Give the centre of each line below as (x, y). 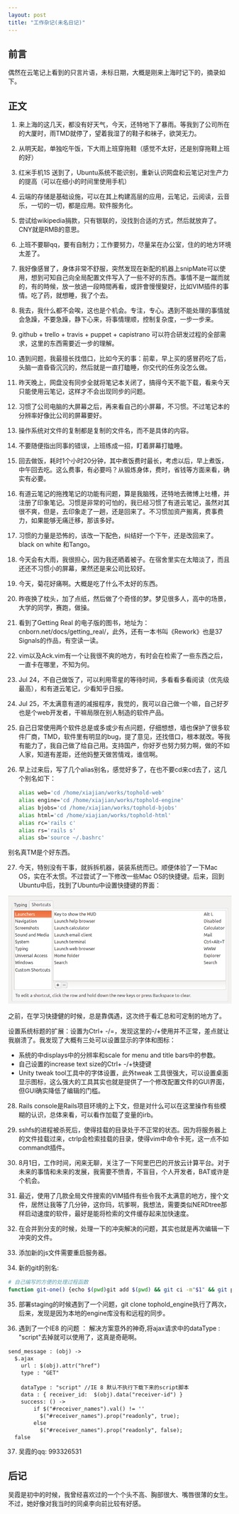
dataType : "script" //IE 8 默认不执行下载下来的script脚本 (105, 1387)
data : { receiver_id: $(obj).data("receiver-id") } (102, 1394)
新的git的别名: (39, 1268)
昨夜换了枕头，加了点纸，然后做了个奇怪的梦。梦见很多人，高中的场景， (124, 599)
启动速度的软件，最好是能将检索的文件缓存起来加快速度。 (109, 1213)
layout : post (27, 15)
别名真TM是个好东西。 (41, 852)
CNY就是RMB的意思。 (51, 230)
